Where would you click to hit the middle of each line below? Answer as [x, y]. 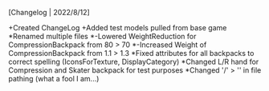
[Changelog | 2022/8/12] [49, 12]
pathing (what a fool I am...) [54, 79]
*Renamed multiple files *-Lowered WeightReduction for [102, 36]
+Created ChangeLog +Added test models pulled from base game [118, 28]
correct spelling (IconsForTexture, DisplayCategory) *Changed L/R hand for [134, 61]
